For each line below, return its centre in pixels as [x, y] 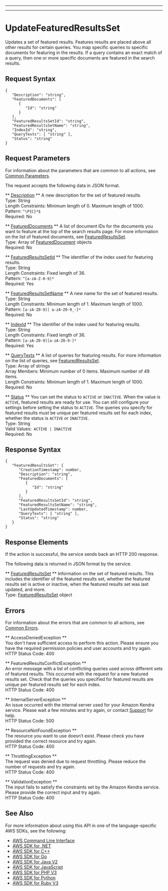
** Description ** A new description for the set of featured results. [73, 195]
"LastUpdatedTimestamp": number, [53, 509]
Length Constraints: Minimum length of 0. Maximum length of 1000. [74, 206]
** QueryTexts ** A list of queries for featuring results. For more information [83, 355]
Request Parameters [38, 158]
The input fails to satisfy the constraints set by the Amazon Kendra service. [82, 787]
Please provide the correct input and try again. [53, 792]
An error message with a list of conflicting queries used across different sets [84, 669]
